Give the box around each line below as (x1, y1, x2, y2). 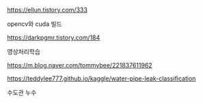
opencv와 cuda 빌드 (7, 20, 63, 28)
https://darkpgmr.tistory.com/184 (7, 33, 100, 42)
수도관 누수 (7, 89, 37, 96)
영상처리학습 (7, 48, 41, 55)
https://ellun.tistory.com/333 (7, 6, 87, 14)
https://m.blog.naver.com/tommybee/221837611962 (7, 61, 152, 69)
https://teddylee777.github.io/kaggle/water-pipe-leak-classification (7, 74, 196, 83)
